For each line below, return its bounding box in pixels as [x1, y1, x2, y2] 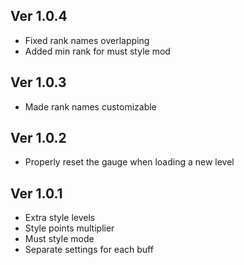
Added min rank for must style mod [24, 45, 171, 57]
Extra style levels [24, 212, 96, 224]
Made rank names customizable [24, 100, 157, 113]
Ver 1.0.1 [10, 185, 63, 202]
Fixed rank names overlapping [24, 34, 150, 46]
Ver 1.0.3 [10, 74, 67, 91]
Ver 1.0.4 [10, 8, 68, 25]
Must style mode [24, 233, 95, 245]
